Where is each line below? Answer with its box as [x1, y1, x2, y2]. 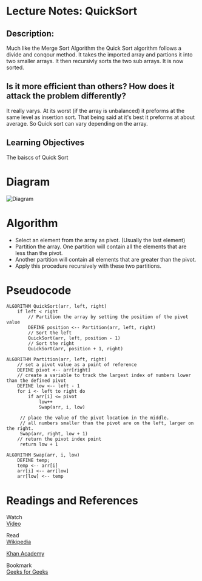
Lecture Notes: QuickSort [6, 4, 138, 18]
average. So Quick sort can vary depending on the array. [6, 120, 149, 127]
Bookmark [6, 562, 32, 569]
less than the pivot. [15, 249, 63, 256]
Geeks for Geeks [6, 568, 49, 576]
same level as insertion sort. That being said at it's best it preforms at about [6, 114, 195, 121]
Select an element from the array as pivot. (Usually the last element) [15, 236, 186, 243]
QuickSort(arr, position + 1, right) [28, 346, 123, 352]
